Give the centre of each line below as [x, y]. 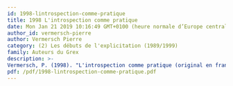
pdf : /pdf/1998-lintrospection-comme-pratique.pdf [82, 71]
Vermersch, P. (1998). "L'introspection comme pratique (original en [110, 65]
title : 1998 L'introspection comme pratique [72, 20]
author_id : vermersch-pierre [49, 33]
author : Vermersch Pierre [44, 40]
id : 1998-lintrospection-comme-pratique [67, 14]
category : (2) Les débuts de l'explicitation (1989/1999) [93, 46]
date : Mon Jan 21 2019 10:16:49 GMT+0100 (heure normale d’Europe [105, 26]
